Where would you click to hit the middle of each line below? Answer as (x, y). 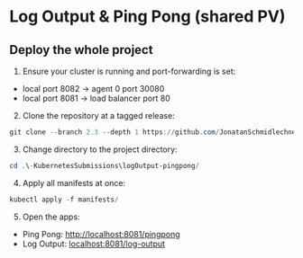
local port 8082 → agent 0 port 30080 (93, 89)
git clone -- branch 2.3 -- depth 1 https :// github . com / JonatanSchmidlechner (155, 132)
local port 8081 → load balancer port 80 (96, 98)
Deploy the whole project (81, 50)
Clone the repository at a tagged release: (99, 116)
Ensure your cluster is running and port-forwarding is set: (129, 71)
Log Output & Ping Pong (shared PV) (147, 17)
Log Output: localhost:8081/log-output (93, 244)
